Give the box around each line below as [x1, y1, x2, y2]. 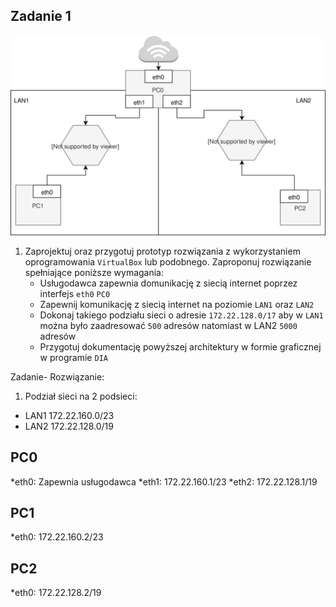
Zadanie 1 [10, 8, 72, 25]
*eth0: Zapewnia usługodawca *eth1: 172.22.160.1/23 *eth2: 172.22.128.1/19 [10, 475, 318, 488]
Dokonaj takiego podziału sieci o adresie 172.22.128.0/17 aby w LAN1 [39, 309, 324, 321]
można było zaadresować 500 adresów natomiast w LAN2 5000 [39, 319, 298, 331]
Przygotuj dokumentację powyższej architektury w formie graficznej [39, 340, 322, 353]
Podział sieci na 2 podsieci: [24, 390, 138, 402]
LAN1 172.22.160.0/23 [24, 409, 115, 421]
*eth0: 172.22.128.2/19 [10, 587, 102, 599]
